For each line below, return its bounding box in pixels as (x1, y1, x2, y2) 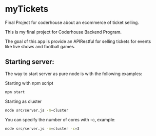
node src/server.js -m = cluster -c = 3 (5, 126, 79, 131)
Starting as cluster (5, 98, 42, 104)
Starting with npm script (5, 80, 54, 86)
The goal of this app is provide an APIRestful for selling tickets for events (5, 38, 151, 44)
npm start (5, 89, 25, 95)
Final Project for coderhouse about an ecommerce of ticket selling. (5, 19, 139, 25)
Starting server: (5, 58, 55, 66)
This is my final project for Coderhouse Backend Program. (5, 29, 122, 35)
